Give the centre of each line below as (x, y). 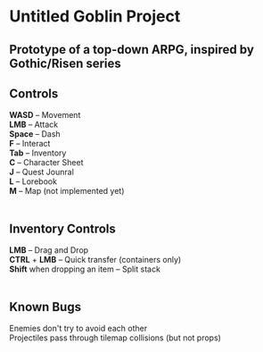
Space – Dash (35, 134)
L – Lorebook (33, 181)
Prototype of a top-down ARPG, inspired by (131, 50)
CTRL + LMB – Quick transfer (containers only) (95, 260)
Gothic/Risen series (66, 63)
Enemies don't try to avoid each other (78, 329)
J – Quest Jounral (41, 172)
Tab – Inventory (38, 153)
